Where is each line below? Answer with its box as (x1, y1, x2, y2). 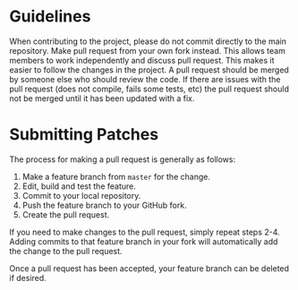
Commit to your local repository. (21, 190, 141, 200)
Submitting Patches (9, 124, 159, 145)
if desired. (9, 272, 47, 283)
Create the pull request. (21, 209, 110, 220)
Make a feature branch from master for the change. (21, 171, 210, 182)
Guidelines (9, 6, 91, 27)
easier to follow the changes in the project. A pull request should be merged (9, 64, 289, 75)
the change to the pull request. (9, 245, 123, 256)
